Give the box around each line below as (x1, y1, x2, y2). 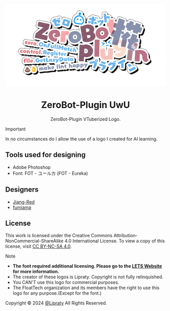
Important (5, 126, 26, 132)
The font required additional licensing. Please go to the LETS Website (12, 263, 162, 269)
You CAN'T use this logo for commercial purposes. (12, 279, 120, 286)
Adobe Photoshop (12, 164, 51, 170)
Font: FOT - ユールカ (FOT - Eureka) (12, 170, 88, 176)
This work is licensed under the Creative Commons (5, 232, 113, 239)
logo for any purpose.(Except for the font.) (12, 290, 102, 296)
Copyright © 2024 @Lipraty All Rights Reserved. (5, 300, 107, 306)
